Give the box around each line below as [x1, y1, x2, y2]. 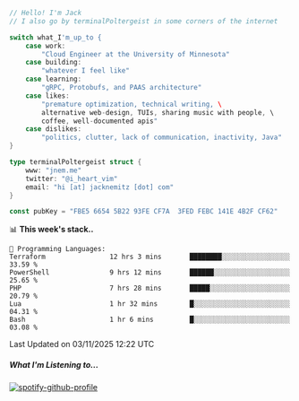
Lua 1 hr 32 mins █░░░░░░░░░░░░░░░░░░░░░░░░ [9, 300, 291, 309]
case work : [25, 41, 66, 50]
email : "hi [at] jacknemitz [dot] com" [25, 182, 175, 192]
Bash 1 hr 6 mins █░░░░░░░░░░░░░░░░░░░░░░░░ [9, 315, 291, 325]
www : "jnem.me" [25, 166, 82, 175]
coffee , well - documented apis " [41, 117, 158, 126]
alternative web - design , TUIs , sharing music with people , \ [41, 108, 275, 117]
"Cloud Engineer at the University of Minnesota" [41, 49, 230, 58]
